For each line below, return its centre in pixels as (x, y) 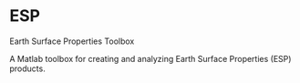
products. (27, 68)
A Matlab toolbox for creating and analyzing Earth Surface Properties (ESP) (150, 58)
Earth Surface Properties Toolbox (72, 41)
